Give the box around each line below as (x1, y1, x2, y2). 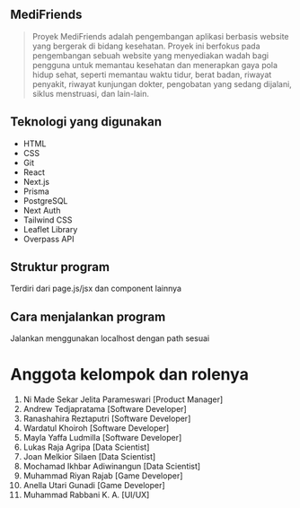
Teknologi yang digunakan (10, 114, 163, 129)
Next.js (22, 176, 50, 187)
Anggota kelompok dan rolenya (10, 364, 250, 385)
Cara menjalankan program (10, 309, 166, 324)
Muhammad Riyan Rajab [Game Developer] (22, 470, 183, 481)
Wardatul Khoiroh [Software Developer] (22, 423, 170, 434)
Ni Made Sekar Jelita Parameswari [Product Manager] (22, 394, 224, 405)
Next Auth (22, 205, 61, 215)
